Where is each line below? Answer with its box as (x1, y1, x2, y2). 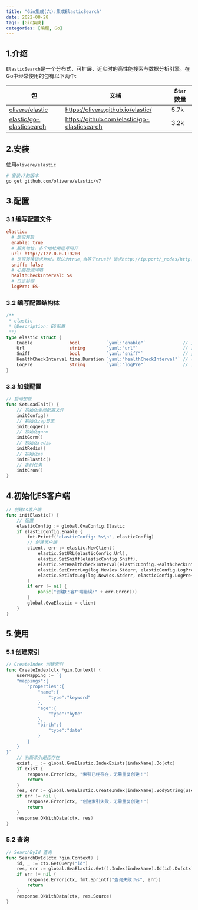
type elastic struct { (6, 334, 62, 340)
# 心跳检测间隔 (11, 267, 43, 273)
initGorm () (16, 435, 44, 441)
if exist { (16, 766, 44, 771)
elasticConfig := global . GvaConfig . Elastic (16, 523, 126, 529)
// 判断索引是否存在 (16, 755, 60, 761)
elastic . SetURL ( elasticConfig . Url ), (37, 551, 128, 557)
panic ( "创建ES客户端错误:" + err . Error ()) (37, 589, 137, 595)
